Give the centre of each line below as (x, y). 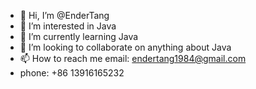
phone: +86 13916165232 (72, 73)
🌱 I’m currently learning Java (79, 36)
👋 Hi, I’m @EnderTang (64, 15)
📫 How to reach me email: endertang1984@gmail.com (133, 58)
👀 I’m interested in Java (68, 26)
